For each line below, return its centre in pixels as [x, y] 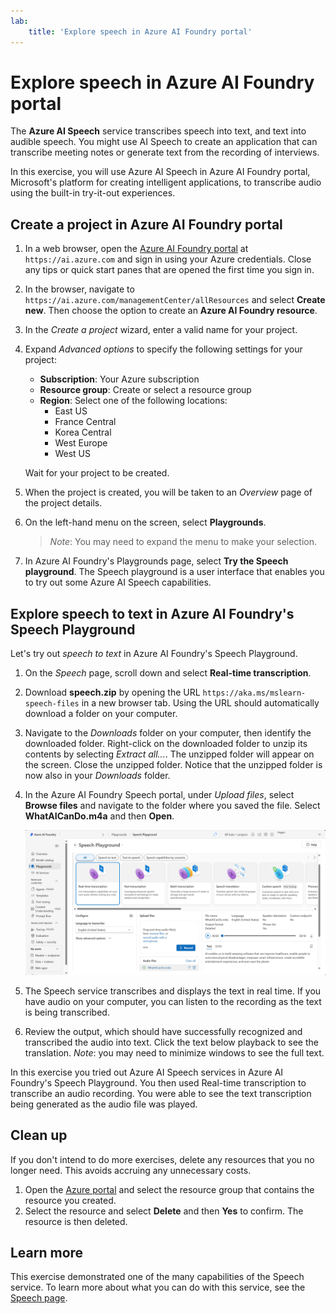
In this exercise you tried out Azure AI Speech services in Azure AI [147, 1072]
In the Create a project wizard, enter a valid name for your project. [161, 330]
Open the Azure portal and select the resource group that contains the [169, 1189]
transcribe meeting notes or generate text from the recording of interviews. [165, 152]
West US [72, 454]
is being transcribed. [67, 1012]
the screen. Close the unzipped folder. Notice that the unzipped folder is [173, 765]
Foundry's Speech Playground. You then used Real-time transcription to [158, 1082]
